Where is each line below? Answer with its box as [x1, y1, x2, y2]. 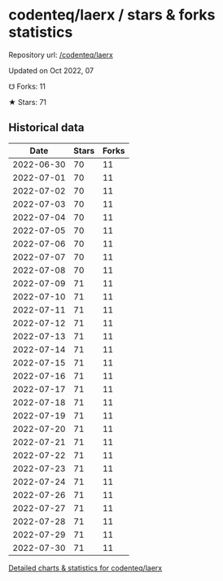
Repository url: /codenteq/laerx [8, 50, 114, 59]
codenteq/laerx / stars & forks [8, 6, 216, 24]
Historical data [8, 120, 85, 135]
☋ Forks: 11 [8, 81, 46, 91]
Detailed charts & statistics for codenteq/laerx [8, 563, 163, 573]
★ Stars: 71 [8, 97, 47, 107]
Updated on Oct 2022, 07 [8, 65, 94, 75]
